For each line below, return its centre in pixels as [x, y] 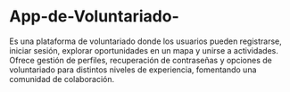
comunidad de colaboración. [62, 79]
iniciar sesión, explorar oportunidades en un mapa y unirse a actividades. [144, 50]
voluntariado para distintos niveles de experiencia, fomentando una [133, 70]
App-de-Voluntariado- [95, 17]
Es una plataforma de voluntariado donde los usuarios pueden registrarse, [146, 41]
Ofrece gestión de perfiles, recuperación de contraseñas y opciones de [141, 60]
